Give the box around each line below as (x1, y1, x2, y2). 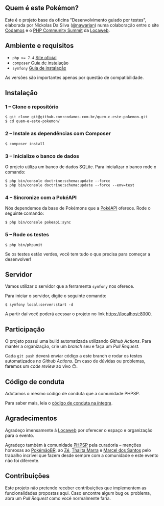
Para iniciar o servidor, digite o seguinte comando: (5, 293, 107, 299)
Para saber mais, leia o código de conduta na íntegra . (5, 400, 113, 406)
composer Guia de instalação (12, 60, 69, 66)
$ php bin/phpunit (5, 242, 43, 247)
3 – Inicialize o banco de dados (5, 152, 79, 159)
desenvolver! (5, 256, 31, 262)
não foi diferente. (5, 457, 40, 463)
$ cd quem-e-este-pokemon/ (5, 119, 60, 124)
